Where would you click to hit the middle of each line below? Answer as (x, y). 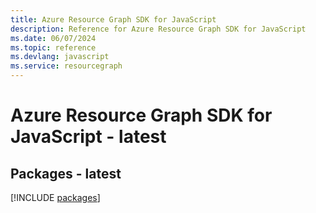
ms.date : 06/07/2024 (53, 38)
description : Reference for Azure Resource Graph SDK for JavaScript (158, 29)
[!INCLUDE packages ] (55, 197)
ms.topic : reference (53, 47)
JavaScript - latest (88, 137)
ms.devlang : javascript (60, 57)
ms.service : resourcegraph (66, 66)
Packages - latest (66, 173)
